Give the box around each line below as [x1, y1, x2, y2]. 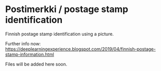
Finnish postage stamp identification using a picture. [5, 31, 114, 37]
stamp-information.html [5, 51, 54, 57]
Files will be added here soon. [5, 61, 67, 67]
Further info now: [5, 40, 41, 46]
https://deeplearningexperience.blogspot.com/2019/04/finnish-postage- [5, 46, 156, 52]
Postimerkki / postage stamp [5, 4, 128, 15]
